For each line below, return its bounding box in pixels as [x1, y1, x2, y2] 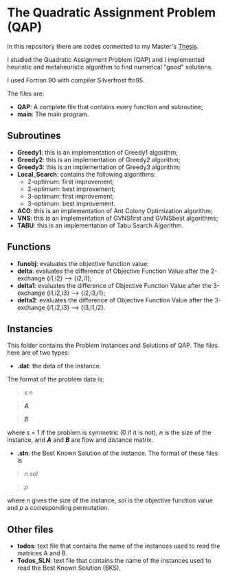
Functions [7, 241, 52, 253]
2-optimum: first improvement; [27, 177, 115, 186]
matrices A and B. [16, 549, 68, 557]
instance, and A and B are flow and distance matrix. [7, 436, 154, 444]
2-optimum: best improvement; [27, 184, 115, 193]
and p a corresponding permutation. [7, 504, 110, 512]
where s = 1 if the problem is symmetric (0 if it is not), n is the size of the [7, 428, 212, 437]
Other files [7, 524, 54, 535]
